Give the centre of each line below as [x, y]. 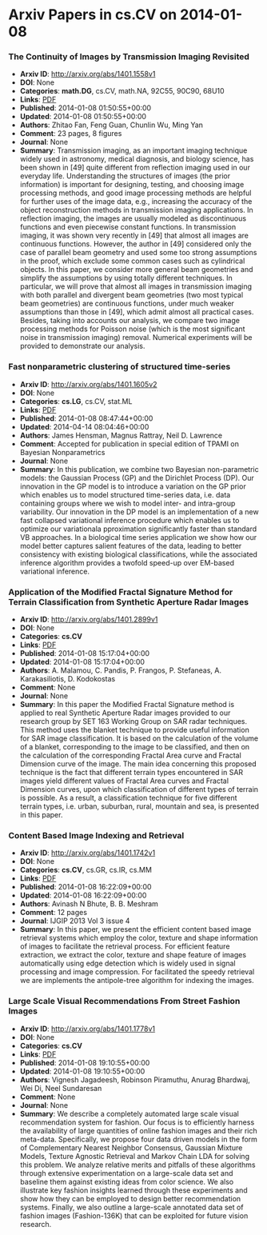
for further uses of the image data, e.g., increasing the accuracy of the [136, 202]
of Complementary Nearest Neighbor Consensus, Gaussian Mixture [131, 1147]
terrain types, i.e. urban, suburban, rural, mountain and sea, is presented [139, 806]
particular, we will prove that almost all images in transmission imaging [135, 286]
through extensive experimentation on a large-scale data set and [126, 1173]
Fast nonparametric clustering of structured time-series [120, 367]
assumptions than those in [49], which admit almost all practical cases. [137, 312]
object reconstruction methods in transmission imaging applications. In [136, 210]
